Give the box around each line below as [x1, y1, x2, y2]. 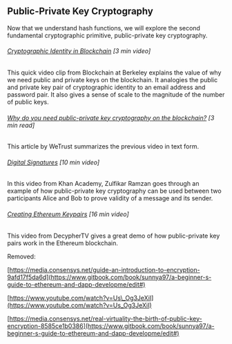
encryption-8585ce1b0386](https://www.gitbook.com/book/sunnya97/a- [7, 321, 215, 330]
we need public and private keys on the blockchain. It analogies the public [7, 76, 218, 84]
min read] [7, 121, 35, 129]
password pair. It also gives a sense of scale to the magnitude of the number [7, 90, 225, 99]
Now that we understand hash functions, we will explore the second [7, 23, 200, 32]
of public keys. [7, 98, 50, 106]
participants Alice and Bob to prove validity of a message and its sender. [7, 194, 213, 202]
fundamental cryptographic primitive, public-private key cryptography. [7, 31, 208, 39]
